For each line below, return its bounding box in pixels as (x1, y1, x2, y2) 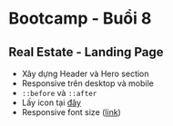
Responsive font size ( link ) (21, 107, 122, 117)
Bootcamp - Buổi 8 (8, 8, 152, 29)
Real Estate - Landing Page (8, 44, 165, 60)
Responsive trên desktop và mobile (21, 78, 154, 89)
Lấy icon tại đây (21, 97, 82, 108)
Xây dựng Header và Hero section (21, 68, 149, 79)
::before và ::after (21, 88, 97, 98)
